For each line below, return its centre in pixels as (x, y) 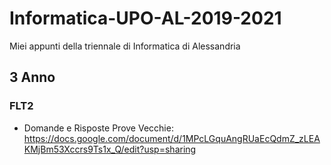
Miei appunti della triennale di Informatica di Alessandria (125, 46)
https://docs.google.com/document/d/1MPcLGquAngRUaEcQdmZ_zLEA (172, 138)
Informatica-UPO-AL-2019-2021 (145, 18)
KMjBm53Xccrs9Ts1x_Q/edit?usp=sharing (110, 149)
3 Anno (32, 77)
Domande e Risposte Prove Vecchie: (98, 128)
